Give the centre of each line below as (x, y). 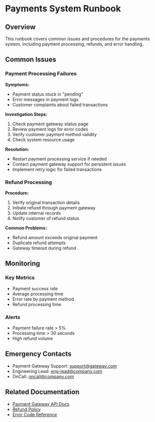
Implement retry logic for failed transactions (57, 169)
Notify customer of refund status (46, 218)
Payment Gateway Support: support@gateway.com (65, 366)
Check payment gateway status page (50, 124)
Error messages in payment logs (45, 99)
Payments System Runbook (63, 9)
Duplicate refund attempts (39, 243)
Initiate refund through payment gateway (54, 208)
